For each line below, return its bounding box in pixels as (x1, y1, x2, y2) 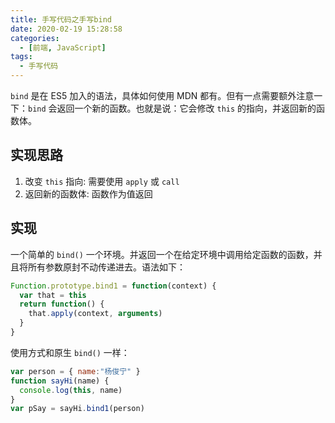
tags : (10, 52, 33, 62)
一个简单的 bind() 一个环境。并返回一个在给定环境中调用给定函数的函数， (10, 248, 314, 260)
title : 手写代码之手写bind (10, 14, 112, 25)
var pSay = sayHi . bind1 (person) (10, 404, 145, 414)
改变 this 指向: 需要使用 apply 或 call (24, 175, 180, 187)
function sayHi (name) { (10, 376, 110, 386)
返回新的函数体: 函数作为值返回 (24, 187, 153, 200)
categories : (10, 33, 60, 43)
